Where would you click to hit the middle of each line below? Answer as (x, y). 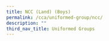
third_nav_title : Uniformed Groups (51, 29)
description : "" (26, 23)
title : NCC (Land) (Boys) (38, 12)
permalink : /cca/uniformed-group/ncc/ (54, 17)
